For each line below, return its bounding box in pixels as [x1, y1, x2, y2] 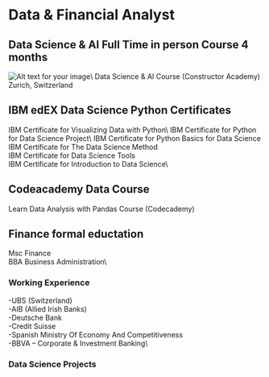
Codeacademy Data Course [8, 183, 151, 197]
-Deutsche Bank [8, 313, 63, 322]
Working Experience [8, 277, 90, 288]
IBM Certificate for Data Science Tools [8, 151, 135, 160]
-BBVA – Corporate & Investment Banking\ [8, 338, 148, 348]
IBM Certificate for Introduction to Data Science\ [8, 159, 168, 168]
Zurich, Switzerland [8, 81, 73, 89]
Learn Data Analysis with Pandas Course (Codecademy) [8, 204, 195, 213]
